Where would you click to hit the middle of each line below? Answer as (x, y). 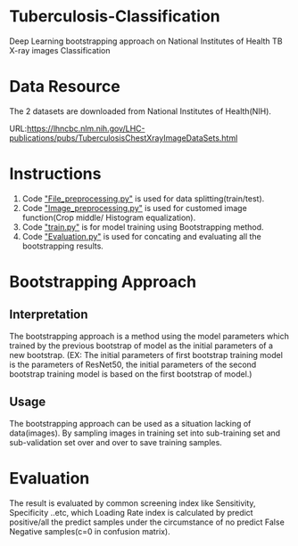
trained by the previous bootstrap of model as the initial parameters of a (141, 346)
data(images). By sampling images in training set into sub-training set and (145, 433)
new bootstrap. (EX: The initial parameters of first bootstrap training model (146, 354)
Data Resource (65, 87)
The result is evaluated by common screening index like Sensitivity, (132, 503)
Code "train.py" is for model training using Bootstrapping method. (143, 227)
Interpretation (49, 315)
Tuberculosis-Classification (115, 16)
